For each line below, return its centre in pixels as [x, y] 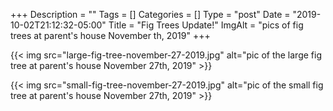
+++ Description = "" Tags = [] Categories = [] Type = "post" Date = [150, 14]
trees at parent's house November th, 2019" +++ [110, 35]
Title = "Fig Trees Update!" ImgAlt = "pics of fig [206, 25]
